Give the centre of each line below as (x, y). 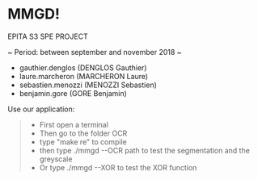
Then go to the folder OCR (83, 133)
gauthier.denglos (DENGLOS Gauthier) (83, 67)
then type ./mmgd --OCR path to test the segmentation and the (144, 150)
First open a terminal (74, 124)
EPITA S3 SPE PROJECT (48, 36)
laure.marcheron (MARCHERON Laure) (84, 76)
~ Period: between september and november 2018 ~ (95, 52)
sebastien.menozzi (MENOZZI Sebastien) (88, 85)
